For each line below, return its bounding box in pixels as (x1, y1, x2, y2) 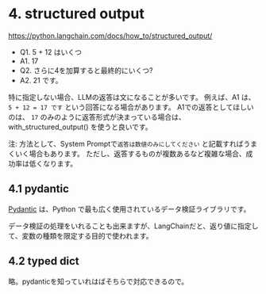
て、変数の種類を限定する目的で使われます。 (8, 231, 153, 240)
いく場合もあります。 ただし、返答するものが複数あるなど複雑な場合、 (14, 148, 246, 158)
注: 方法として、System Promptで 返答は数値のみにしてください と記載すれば (8, 139, 244, 148)
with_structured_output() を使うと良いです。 (8, 122, 152, 132)
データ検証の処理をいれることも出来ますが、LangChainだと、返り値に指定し (8, 221, 259, 231)
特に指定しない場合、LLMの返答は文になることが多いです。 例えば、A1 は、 (8, 92, 256, 101)
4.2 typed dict (8, 254, 79, 268)
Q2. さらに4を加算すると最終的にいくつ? (19, 65, 153, 75)
